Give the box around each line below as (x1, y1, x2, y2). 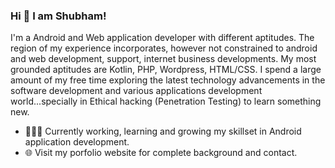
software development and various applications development (10, 85, 263, 97)
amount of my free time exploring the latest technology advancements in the (10, 74, 326, 86)
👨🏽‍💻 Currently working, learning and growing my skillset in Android (24, 125, 302, 138)
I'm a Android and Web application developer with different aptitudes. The (10, 32, 315, 44)
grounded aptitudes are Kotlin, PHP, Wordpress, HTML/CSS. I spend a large (10, 64, 322, 76)
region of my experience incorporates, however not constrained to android (10, 42, 318, 54)
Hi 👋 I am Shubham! (10, 9, 107, 23)
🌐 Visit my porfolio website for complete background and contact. (24, 147, 298, 159)
